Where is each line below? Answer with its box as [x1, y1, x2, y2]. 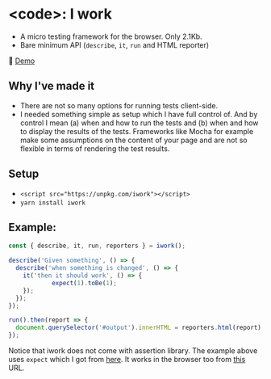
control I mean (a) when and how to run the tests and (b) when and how [19, 118, 259, 128]
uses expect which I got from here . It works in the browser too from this [8, 355, 246, 364]
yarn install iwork [19, 199, 86, 207]
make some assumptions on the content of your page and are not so [19, 135, 248, 145]
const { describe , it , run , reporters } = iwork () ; [8, 242, 186, 251]
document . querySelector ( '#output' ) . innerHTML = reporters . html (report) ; [15, 324, 265, 332]
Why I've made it [8, 79, 95, 93]
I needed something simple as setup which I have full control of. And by [19, 109, 258, 119]
